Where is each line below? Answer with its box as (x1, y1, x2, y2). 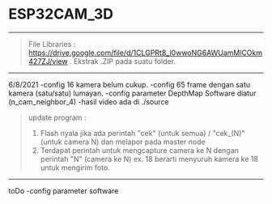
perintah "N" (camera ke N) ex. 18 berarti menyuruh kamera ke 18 (40, 154, 259, 164)
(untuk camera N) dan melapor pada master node (40, 137, 206, 147)
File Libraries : (28, 39, 76, 49)
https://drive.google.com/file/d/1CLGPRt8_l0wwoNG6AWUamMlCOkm (28, 48, 263, 57)
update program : (28, 113, 87, 122)
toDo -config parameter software (8, 185, 119, 195)
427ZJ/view (28, 56, 68, 66)
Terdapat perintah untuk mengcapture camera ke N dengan (40, 145, 239, 155)
